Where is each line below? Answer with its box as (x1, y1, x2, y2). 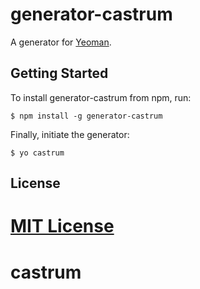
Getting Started (10, 65, 109, 82)
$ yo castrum (10, 148, 65, 158)
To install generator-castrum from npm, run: (10, 91, 192, 103)
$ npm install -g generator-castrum (10, 111, 163, 121)
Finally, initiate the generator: (10, 128, 130, 140)
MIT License (10, 215, 115, 238)
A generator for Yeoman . (10, 36, 112, 48)
